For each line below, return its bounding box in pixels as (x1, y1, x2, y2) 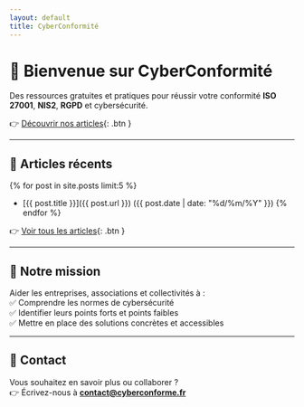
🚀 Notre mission (9, 263, 101, 279)
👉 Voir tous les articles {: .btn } (9, 225, 125, 236)
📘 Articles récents (9, 156, 113, 172)
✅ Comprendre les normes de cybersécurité (9, 298, 175, 308)
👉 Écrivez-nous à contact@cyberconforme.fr (9, 386, 186, 398)
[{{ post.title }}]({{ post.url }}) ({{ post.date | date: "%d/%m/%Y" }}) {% (22, 198, 288, 209)
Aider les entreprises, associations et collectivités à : (9, 288, 205, 298)
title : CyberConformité (9, 22, 100, 31)
